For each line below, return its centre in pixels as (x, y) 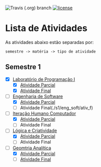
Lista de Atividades (46, 28)
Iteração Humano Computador (44, 113)
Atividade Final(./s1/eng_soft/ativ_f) (57, 108)
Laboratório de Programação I (44, 79)
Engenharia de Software (38, 96)
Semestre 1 (23, 67)
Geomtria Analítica (32, 148)
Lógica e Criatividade (35, 131)
